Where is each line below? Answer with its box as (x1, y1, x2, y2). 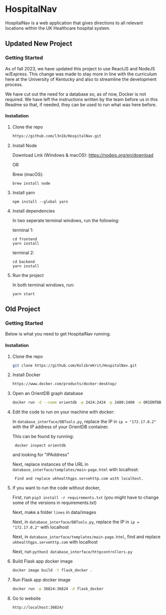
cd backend (12, 259, 35, 264)
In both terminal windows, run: (12, 281, 75, 288)
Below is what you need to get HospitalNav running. (5, 331, 111, 337)
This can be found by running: (12, 434, 74, 440)
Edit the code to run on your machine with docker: (12, 409, 115, 415)
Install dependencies (12, 208, 55, 214)
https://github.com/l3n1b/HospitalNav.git (12, 133, 102, 138)
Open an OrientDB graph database (12, 391, 83, 396)
